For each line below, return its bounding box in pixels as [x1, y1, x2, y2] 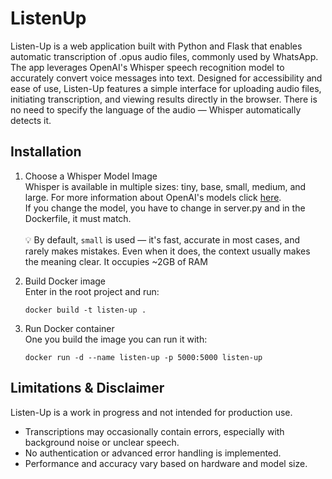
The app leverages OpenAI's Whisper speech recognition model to [10, 61, 285, 73]
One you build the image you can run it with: [24, 333, 208, 345]
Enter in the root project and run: [24, 285, 160, 297]
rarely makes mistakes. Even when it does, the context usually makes [24, 245, 311, 257]
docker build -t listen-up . [24, 305, 147, 315]
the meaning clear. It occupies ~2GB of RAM [24, 255, 208, 267]
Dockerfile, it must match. [24, 212, 132, 224]
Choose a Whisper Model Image [24, 170, 158, 182]
